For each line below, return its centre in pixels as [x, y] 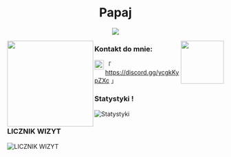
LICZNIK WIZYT [34, 132]
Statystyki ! [114, 99]
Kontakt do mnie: [124, 49]
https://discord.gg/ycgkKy [142, 73]
